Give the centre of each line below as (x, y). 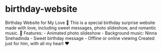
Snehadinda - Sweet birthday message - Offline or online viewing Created (80, 38)
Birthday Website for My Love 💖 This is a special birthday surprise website (80, 23)
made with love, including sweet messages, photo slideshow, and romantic (81, 27)
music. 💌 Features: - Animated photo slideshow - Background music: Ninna (81, 33)
